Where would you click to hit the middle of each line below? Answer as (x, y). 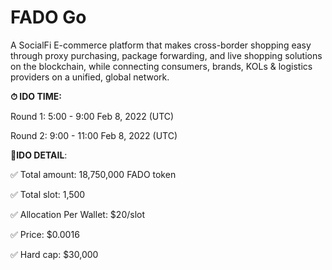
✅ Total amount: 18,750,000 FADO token (93, 174)
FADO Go (48, 17)
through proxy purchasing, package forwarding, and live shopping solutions (166, 55)
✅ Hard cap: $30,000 (54, 254)
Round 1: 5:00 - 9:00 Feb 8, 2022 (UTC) (92, 116)
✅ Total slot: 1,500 (48, 194)
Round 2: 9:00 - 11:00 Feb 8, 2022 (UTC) (94, 135)
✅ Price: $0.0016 (45, 234)
